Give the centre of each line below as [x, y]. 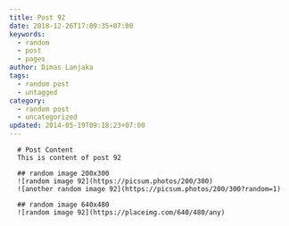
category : [28, 100]
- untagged [37, 92]
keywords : [28, 34]
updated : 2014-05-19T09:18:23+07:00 [77, 126]
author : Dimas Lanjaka [51, 68]
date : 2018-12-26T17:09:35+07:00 [71, 26]
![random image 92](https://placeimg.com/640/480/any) [121, 213]
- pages [32, 59]
